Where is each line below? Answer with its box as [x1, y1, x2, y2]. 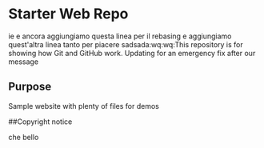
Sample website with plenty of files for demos [8, 101, 160, 110]
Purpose [8, 80, 52, 94]
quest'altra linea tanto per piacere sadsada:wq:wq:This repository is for [8, 39, 244, 49]
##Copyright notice [8, 117, 73, 126]
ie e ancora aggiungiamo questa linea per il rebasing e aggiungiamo [8, 31, 232, 41]
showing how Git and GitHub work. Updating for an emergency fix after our [8, 48, 256, 58]
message [8, 57, 38, 66]
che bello [8, 132, 39, 142]
